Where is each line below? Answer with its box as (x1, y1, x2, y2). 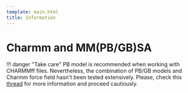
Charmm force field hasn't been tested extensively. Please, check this (6, 74, 182, 81)
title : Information (6, 15, 56, 21)
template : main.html (6, 9, 59, 15)
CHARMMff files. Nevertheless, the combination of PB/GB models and (6, 67, 183, 75)
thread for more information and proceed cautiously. (6, 80, 139, 88)
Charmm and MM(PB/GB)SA (6, 41, 152, 55)
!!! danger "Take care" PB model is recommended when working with (6, 61, 180, 68)
